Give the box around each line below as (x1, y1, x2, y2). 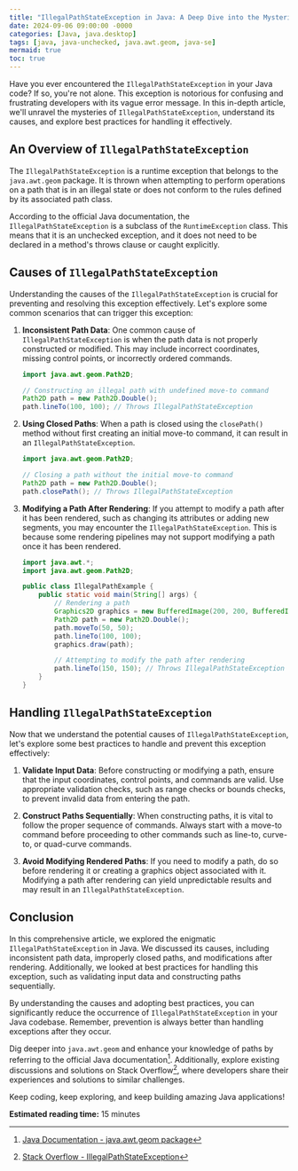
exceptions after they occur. (9, 1026, 112, 1036)
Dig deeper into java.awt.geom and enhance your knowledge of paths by (9, 1043, 274, 1054)
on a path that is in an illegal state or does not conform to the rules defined (9, 184, 282, 195)
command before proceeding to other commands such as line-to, (21, 829, 262, 839)
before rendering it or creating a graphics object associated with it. (21, 865, 267, 876)
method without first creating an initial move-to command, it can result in (21, 428, 288, 439)
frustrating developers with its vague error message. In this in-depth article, (9, 98, 286, 107)
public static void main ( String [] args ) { (38, 591, 198, 600)
